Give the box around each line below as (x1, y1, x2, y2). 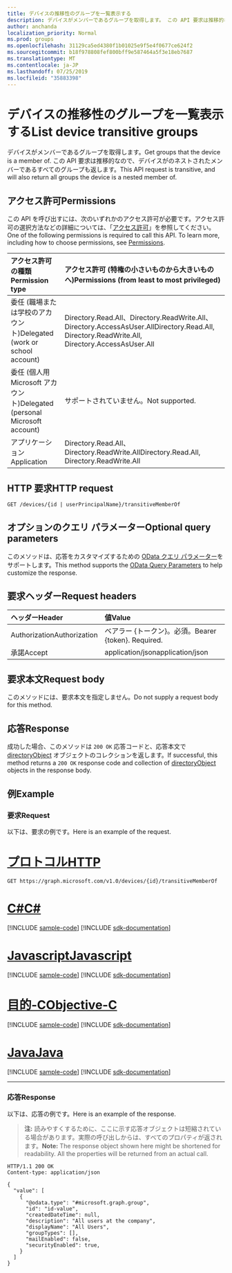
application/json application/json (104, 647, 209, 657)
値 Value (104, 612, 131, 622)
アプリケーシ (10, 438, 52, 447)
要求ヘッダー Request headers (7, 590, 137, 603)
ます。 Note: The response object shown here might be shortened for (23, 1141, 221, 1150)
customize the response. (7, 569, 78, 577)
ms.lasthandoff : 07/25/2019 (7, 68, 88, 75)
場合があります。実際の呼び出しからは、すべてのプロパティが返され (30, 1133, 223, 1141)
